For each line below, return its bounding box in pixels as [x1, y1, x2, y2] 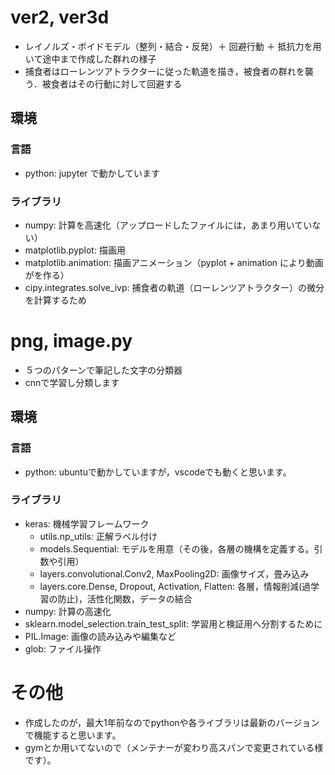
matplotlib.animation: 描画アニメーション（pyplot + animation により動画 [24, 256, 324, 268]
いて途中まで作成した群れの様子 [24, 52, 157, 65]
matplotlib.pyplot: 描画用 [24, 244, 126, 256]
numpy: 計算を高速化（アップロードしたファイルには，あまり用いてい [24, 219, 313, 231]
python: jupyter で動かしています [24, 167, 161, 179]
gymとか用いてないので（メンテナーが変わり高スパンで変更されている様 [24, 741, 324, 753]
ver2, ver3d [10, 6, 110, 29]
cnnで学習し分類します [24, 376, 120, 388]
